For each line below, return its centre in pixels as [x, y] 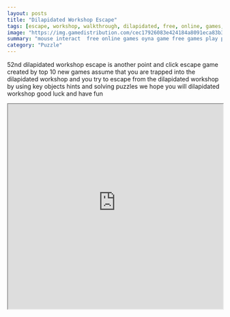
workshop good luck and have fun [55, 94]
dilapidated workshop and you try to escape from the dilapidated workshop [113, 79]
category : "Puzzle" [35, 45]
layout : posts [27, 13]
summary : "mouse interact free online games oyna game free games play [113, 39]
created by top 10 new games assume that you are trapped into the [101, 72]
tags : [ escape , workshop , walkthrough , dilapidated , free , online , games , [116, 26]
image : [16, 32]
